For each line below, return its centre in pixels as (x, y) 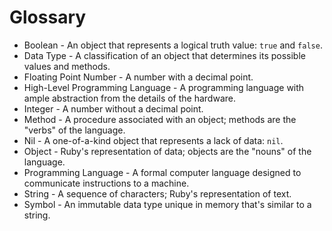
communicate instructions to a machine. (106, 183)
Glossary (48, 17)
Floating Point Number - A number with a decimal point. (138, 77)
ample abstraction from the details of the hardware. (129, 98)
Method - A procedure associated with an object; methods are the (160, 119)
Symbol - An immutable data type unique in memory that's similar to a (167, 204)
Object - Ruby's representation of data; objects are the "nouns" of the (167, 151)
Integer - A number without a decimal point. (113, 108)
